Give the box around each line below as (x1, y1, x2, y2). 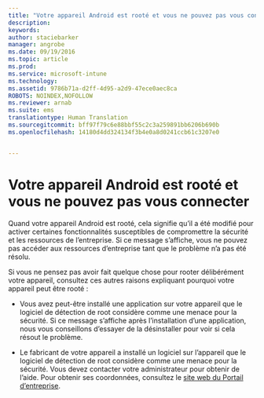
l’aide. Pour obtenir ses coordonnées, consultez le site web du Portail (19, 372, 244, 382)
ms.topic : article (8, 56, 68, 64)
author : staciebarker (8, 33, 79, 42)
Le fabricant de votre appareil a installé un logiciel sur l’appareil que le (19, 347, 247, 357)
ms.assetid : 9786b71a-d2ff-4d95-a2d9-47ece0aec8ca (8, 84, 178, 93)
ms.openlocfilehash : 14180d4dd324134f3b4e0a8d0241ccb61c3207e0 (8, 128, 220, 136)
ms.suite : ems (8, 107, 55, 115)
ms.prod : (8, 63, 37, 71)
